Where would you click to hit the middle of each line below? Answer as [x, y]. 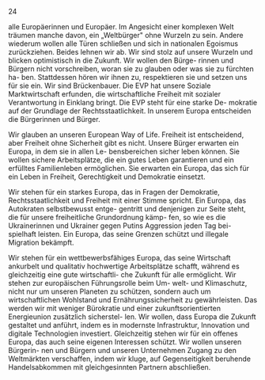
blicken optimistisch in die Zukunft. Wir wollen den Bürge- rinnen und [121, 60]
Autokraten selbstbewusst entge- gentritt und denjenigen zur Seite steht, [127, 209]
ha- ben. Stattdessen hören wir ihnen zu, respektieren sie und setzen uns [128, 77]
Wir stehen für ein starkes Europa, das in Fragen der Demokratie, [114, 192]
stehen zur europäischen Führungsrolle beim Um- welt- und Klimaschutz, [128, 283]
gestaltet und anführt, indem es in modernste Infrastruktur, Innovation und [129, 325]
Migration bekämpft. [41, 242]
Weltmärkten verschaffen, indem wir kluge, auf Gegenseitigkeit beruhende [130, 359]
